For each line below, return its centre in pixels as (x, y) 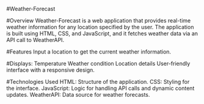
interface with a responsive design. (50, 70)
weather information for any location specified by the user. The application (100, 27)
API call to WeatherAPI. (35, 40)
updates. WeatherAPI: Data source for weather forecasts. (78, 95)
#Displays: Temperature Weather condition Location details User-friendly (98, 64)
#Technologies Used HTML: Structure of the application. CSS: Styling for (98, 82)
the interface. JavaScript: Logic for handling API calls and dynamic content (100, 88)
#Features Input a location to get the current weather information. (89, 52)
